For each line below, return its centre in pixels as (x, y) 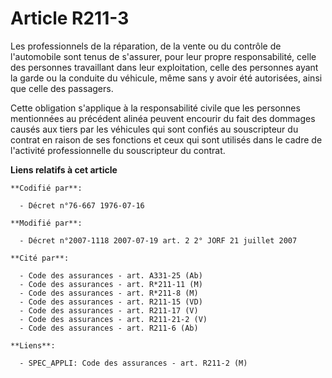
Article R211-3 (70, 18)
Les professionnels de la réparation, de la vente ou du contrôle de (146, 46)
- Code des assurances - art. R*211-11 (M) (111, 284)
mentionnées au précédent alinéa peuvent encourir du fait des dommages (163, 118)
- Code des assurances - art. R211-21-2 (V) (113, 319)
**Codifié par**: (46, 188)
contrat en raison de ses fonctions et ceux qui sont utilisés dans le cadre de (166, 139)
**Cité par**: (40, 258)
